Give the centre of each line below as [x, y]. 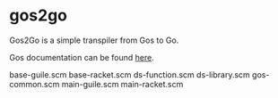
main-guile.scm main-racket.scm [122, 84]
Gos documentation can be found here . [82, 57]
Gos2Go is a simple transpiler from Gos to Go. [94, 40]
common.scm [35, 84]
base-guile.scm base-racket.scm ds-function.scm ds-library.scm [130, 74]
